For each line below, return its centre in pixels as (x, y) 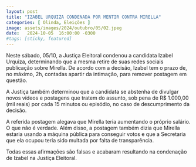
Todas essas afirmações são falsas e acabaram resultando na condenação (97, 152)
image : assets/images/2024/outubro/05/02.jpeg (64, 28)
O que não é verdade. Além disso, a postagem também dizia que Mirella (93, 128)
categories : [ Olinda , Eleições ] (48, 22)
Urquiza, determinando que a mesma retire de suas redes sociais (85, 62)
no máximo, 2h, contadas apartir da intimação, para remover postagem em (97, 74)
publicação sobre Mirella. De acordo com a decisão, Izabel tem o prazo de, (97, 68)
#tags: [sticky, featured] (39, 39)
